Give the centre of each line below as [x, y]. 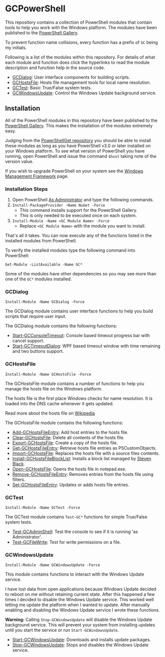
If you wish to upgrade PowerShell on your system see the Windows [74, 171]
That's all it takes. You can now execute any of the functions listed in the [79, 235]
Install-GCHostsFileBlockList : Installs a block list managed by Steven [82, 458]
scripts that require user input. [36, 316]
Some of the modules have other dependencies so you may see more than [81, 274]
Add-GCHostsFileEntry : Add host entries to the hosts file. [70, 432]
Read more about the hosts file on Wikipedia [50, 413]
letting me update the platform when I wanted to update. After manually [78, 605]
